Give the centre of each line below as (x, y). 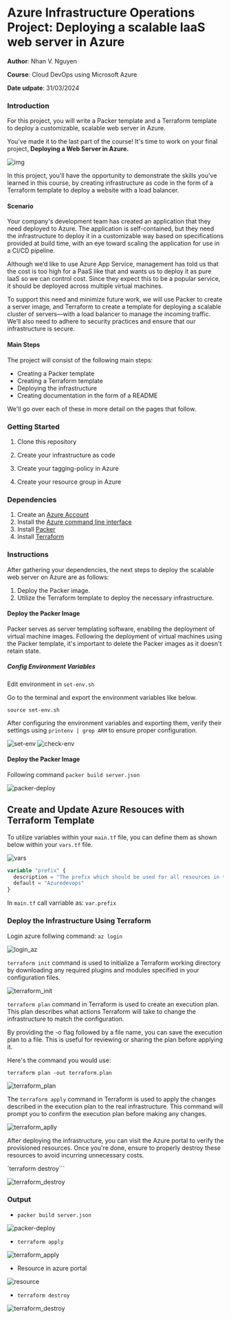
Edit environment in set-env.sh (51, 684)
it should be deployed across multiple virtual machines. (85, 286)
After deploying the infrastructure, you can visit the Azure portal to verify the (115, 1140)
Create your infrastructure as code (66, 455)
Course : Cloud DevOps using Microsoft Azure (72, 75)
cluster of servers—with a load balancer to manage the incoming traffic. (109, 314)
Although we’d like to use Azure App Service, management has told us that (113, 264)
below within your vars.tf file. (50, 844)
